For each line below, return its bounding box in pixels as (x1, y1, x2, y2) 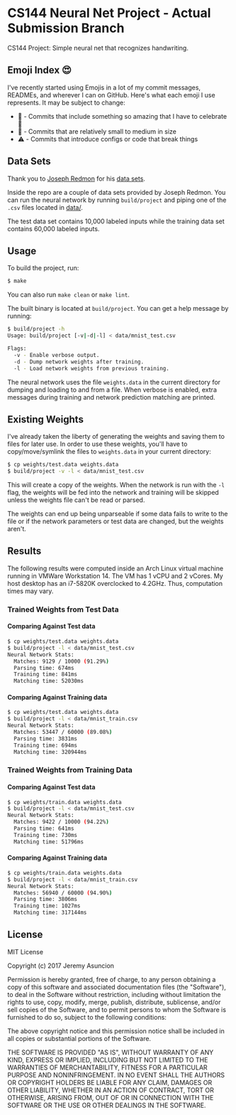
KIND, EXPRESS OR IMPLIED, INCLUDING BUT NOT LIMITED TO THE (7, 1055, 208, 1064)
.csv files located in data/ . (7, 203, 84, 211)
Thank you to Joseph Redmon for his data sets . (7, 174, 145, 183)
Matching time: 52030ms (13, 678, 84, 685)
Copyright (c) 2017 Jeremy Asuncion (7, 961, 115, 970)
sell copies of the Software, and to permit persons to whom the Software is (7, 1005, 227, 1014)
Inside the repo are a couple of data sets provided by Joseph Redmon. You (7, 188, 226, 196)
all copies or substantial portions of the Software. (7, 1034, 151, 1042)
